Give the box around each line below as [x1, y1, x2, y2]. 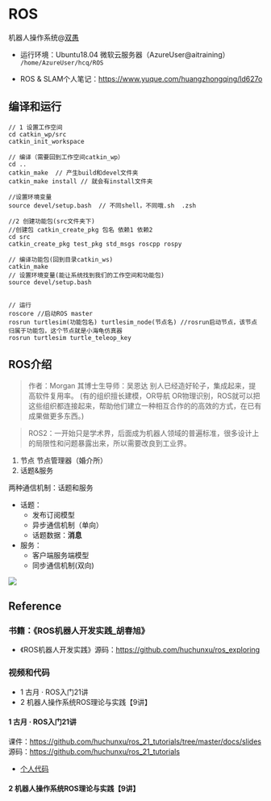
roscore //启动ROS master [8, 309, 93, 317]
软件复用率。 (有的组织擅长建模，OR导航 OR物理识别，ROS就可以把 [35, 391, 261, 400]
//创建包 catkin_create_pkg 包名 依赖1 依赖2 [8, 225, 153, 234]
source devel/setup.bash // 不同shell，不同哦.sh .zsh [8, 201, 197, 210]
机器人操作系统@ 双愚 [8, 32, 79, 42]
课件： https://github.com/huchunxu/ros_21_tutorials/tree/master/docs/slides [8, 736, 262, 746]
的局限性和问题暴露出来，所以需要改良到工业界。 [27, 438, 191, 448]
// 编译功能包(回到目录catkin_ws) [8, 255, 114, 263]
